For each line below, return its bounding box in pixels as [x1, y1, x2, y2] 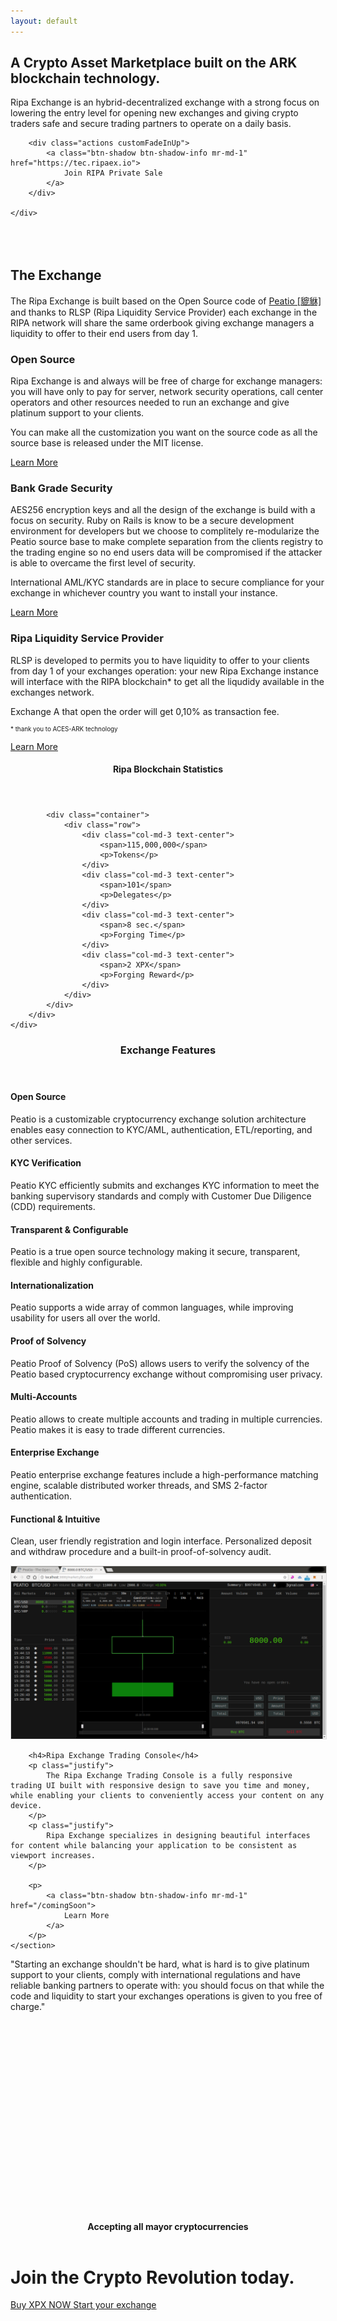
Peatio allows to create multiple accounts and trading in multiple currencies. [10, 1413, 323, 1425]
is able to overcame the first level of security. [10, 557, 197, 569]
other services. [10, 1134, 73, 1146]
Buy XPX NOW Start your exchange [10, 2299, 157, 2311]
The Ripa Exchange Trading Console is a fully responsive [46, 1770, 293, 1780]
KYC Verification [10, 1157, 82, 1169]
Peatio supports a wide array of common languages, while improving [10, 1301, 294, 1314]
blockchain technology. [10, 70, 161, 87]
